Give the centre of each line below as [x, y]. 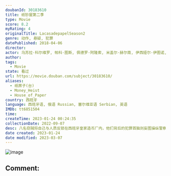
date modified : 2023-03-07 [34, 138]
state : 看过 [17, 72]
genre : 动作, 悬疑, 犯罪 [29, 39]
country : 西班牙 [21, 100]
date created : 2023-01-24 [33, 133]
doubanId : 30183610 [26, 10]
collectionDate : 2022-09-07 [35, 123]
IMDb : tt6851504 [22, 109]
